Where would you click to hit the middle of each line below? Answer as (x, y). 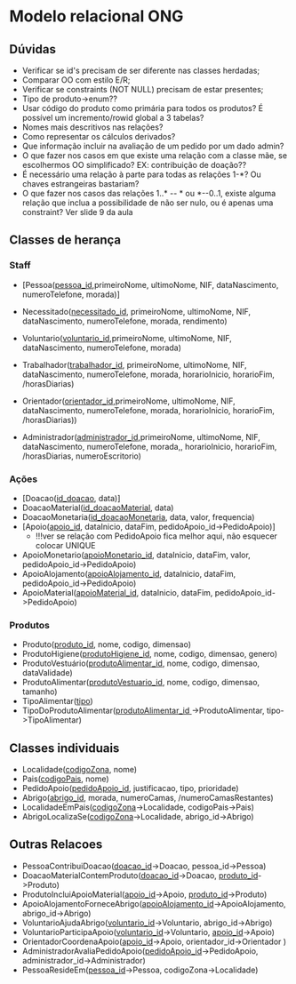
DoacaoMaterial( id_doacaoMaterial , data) (98, 508)
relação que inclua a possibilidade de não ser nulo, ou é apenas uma (148, 203)
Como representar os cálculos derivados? (99, 136)
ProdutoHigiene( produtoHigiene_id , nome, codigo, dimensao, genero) (150, 654)
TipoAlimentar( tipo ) (57, 701)
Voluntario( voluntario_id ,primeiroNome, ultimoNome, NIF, (127, 338)
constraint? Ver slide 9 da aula (77, 212)
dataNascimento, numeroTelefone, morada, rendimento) (125, 321)
